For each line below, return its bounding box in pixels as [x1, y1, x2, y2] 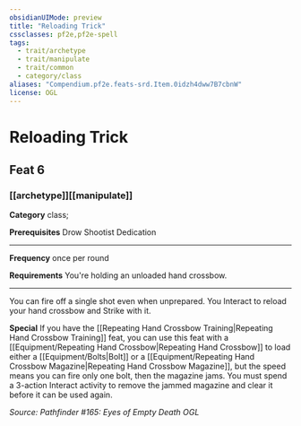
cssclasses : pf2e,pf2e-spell [9, 30, 118, 39]
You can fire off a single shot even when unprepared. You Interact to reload [9, 296, 287, 307]
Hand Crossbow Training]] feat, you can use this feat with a [9, 333, 229, 343]
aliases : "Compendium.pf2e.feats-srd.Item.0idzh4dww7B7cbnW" [9, 80, 243, 89]
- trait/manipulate [17, 55, 90, 64]
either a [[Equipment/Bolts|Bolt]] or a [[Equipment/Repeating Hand [9, 352, 255, 362]
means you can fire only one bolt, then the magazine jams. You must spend [9, 370, 288, 381]
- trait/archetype [17, 47, 87, 56]
